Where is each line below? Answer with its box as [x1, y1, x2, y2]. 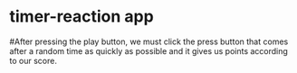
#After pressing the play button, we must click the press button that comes [9, 36, 289, 47]
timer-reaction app [9, 6, 154, 27]
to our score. [9, 55, 57, 66]
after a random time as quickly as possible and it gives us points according [9, 45, 288, 56]
